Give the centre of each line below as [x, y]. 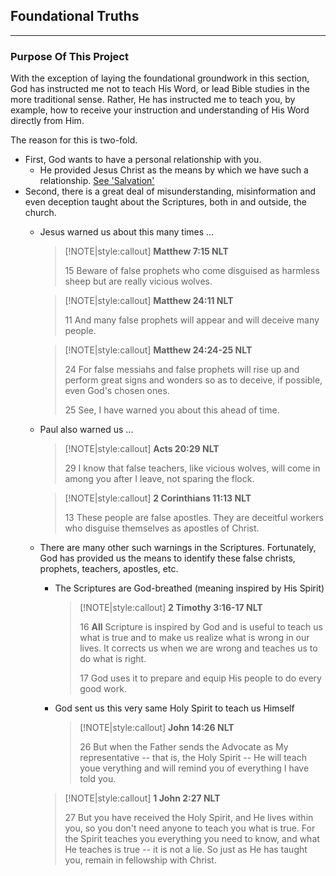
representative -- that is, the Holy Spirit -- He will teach [193, 758]
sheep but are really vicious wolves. [138, 281]
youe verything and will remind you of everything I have [194, 768]
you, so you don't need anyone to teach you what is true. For [190, 828]
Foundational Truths [75, 16]
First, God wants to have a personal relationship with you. [143, 160]
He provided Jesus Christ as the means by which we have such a [174, 170]
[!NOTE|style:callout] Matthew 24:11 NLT [149, 301]
